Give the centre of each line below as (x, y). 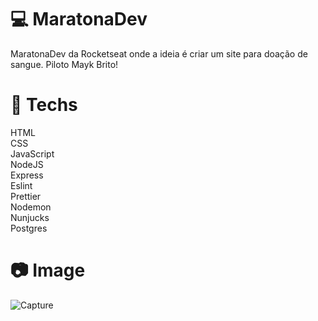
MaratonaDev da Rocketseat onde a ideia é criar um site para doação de (159, 53)
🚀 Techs (44, 105)
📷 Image (48, 270)
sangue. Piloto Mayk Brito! (64, 64)
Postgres (29, 228)
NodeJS (27, 164)
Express (27, 175)
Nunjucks (30, 217)
